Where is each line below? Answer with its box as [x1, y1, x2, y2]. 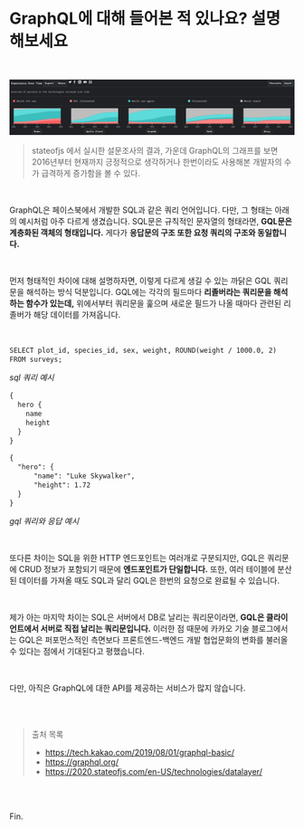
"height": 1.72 [33, 481, 91, 490]
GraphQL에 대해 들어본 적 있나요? [9, 8, 248, 29]
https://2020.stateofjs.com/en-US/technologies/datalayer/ [44, 767, 262, 777]
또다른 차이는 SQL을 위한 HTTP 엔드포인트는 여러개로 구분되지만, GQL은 [9, 553, 265, 564]
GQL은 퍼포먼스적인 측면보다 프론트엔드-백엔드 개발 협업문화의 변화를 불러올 [18, 634, 289, 645]
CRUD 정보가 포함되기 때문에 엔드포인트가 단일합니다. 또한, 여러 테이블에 [18, 564, 276, 575]
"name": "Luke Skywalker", [33, 472, 136, 481]
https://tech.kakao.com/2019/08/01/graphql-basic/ [44, 748, 235, 758]
